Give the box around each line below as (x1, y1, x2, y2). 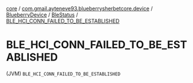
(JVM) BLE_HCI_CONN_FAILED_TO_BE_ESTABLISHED (6, 70, 121, 77)
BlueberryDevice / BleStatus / (6, 11, 78, 18)
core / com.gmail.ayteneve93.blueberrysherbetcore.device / (6, 5, 153, 12)
